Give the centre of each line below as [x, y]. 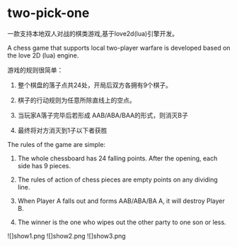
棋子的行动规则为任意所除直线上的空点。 [76, 100]
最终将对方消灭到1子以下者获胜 [62, 130]
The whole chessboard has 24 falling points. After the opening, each [117, 158]
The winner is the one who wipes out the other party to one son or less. [122, 222]
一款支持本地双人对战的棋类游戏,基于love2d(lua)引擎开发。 [93, 33]
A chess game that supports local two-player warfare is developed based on [119, 48]
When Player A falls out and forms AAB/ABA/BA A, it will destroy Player [121, 201]
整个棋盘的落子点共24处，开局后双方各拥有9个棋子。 [94, 85]
